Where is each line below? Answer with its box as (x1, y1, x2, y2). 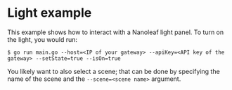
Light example (7, 5, 92, 21)
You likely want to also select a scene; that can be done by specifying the (7, 67, 220, 75)
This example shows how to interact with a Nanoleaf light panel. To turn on (7, 28, 224, 36)
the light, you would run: (7, 35, 77, 43)
